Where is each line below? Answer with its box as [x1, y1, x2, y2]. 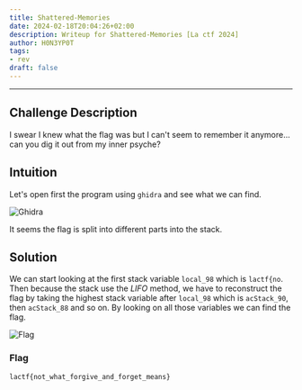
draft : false [9, 64, 58, 73]
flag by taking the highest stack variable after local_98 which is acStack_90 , [9, 293, 289, 304]
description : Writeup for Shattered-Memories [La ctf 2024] [9, 30, 240, 39]
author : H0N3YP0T [9, 38, 75, 48]
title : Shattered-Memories [9, 13, 111, 23]
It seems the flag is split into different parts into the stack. [9, 223, 223, 234]
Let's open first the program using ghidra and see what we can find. [9, 188, 262, 199]
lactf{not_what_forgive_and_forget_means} [9, 372, 171, 381]
